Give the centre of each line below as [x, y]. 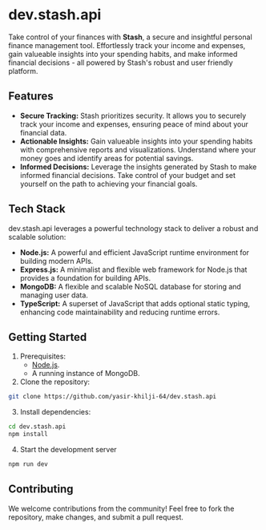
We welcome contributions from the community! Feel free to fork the [121, 508]
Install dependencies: [55, 412]
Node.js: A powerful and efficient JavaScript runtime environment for [135, 252]
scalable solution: [37, 237]
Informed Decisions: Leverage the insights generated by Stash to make [138, 167]
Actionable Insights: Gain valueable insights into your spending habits [136, 141]
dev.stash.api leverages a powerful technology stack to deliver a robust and [133, 228]
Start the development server [69, 449]
